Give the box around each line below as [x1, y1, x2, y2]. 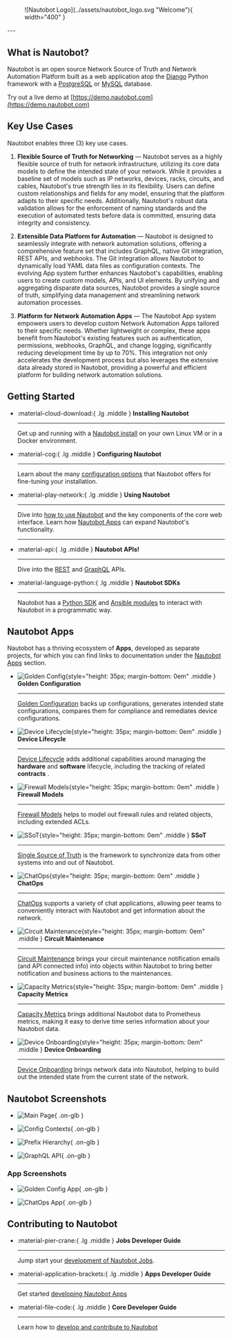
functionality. [17, 525, 55, 534]
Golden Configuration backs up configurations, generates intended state [17, 699, 224, 708]
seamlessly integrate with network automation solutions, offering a [17, 239, 207, 247]
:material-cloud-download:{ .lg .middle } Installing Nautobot [17, 409, 189, 417]
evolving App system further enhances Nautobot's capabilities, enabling [17, 269, 223, 277]
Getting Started [7, 391, 75, 403]
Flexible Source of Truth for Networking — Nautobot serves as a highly [17, 152, 223, 161]
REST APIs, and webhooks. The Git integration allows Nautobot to [17, 254, 204, 262]
